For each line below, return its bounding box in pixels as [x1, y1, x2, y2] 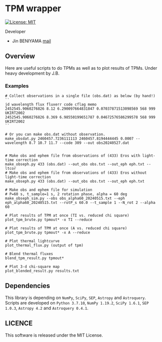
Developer [5, 28, 26, 34]
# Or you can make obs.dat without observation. [5, 132, 106, 137]
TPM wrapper [5, 3, 62, 14]
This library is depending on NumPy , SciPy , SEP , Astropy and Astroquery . [5, 295, 146, 301]
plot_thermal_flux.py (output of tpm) [5, 243, 84, 248]
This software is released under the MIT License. [5, 332, 103, 338]
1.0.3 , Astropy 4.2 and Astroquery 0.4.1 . [5, 305, 89, 311]
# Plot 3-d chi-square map [5, 264, 60, 269]
